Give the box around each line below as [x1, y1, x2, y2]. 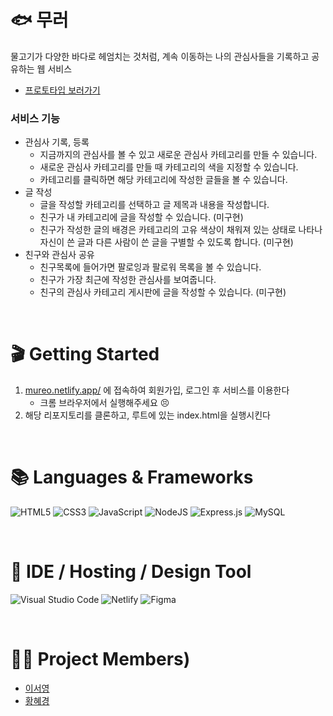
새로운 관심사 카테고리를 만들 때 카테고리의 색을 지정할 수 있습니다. [39, 161, 299, 173]
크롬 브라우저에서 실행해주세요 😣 [39, 397, 170, 409]
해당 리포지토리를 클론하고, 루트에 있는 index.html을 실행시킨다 [24, 409, 271, 421]
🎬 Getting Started [10, 343, 160, 366]
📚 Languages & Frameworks [10, 466, 254, 489]
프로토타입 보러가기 [24, 84, 101, 96]
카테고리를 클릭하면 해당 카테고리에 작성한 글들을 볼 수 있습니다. [39, 174, 288, 186]
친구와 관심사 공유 [24, 249, 95, 261]
